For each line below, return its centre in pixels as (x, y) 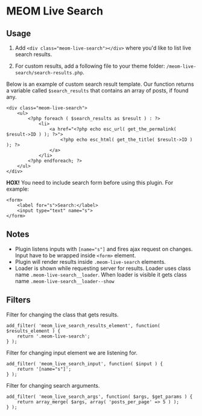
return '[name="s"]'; (44, 369)
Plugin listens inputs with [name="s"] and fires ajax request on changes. (104, 249)
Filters (19, 300)
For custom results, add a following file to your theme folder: (90, 66)
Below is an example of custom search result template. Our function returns (100, 84)
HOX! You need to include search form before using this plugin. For (90, 183)
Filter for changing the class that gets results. (62, 315)
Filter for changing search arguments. (53, 385)
